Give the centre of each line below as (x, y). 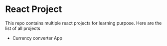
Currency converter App (37, 38)
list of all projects (23, 28)
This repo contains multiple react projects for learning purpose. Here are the (83, 23)
